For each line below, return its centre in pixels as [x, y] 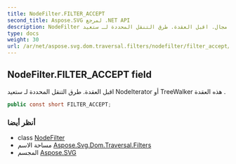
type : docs [23, 33]
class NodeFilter [41, 137]
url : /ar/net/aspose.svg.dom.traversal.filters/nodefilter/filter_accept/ [119, 46]
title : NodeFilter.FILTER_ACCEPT [56, 14]
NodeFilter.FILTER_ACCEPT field [80, 75]
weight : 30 [23, 40]
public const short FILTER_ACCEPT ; [59, 104]
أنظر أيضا [21, 122]
